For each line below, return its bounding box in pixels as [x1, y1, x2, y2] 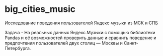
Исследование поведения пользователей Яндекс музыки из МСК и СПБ [4, 20, 159, 26]
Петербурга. [4, 45, 31, 51]
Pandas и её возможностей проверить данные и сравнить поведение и [4, 35, 157, 41]
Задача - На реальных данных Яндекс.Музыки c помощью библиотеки [4, 29, 156, 35]
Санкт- [123, 40, 139, 46]
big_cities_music [4, 3, 76, 15]
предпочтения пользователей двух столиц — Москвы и [4, 40, 123, 46]
